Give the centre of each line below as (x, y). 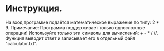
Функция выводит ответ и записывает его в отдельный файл (70, 38)
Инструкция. (34, 9)
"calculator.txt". (21, 43)
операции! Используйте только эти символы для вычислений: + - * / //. (82, 33)
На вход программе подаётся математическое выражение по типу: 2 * (82, 22)
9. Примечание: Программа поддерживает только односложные (75, 27)
